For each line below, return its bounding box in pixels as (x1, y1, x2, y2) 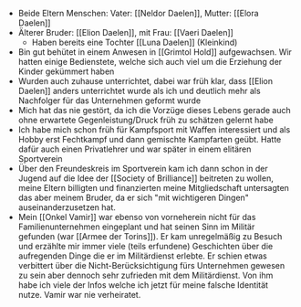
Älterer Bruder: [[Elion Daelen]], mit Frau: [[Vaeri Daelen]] (17, 27, 234, 37)
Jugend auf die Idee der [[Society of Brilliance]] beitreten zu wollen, (17, 173, 274, 184)
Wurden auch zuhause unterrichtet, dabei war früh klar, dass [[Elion (17, 76, 274, 86)
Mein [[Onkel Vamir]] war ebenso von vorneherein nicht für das (17, 212, 256, 222)
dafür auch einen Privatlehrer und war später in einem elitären (17, 143, 252, 154)
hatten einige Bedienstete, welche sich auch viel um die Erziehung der (17, 57, 283, 67)
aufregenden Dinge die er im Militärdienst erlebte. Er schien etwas (17, 250, 267, 261)
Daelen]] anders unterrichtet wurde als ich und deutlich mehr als (17, 86, 262, 96)
